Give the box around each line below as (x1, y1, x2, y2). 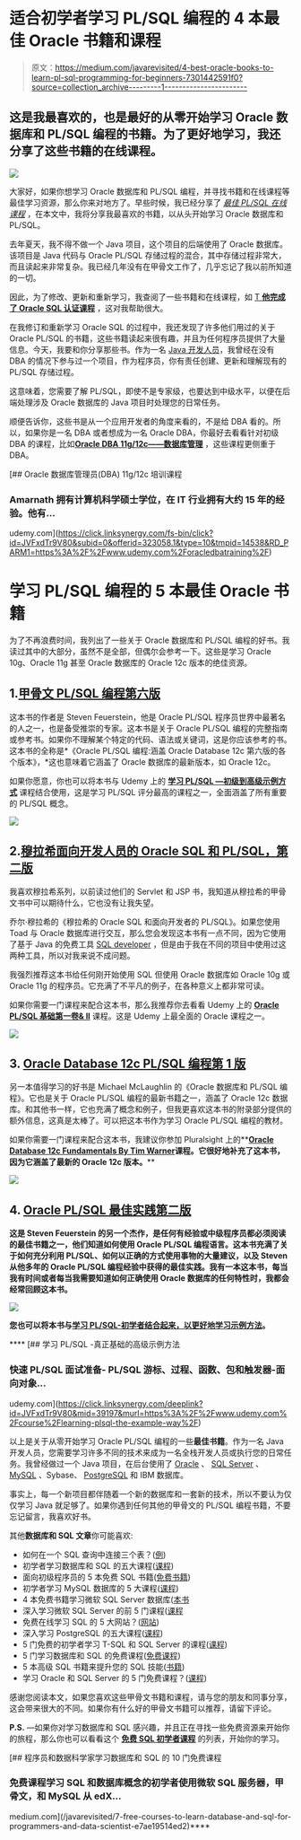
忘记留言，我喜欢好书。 (9, 1511, 96, 1521)
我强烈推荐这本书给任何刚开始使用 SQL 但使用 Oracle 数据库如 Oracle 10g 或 (9, 968, 291, 979)
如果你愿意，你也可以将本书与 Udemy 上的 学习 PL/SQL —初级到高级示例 (9, 775, 279, 786)
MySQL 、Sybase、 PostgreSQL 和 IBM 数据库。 (9, 1469, 188, 1480)
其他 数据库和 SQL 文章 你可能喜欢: (9, 1529, 133, 1540)
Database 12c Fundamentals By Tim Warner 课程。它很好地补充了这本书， (9, 1145, 285, 1156)
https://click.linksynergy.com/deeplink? (57, 1398, 203, 1409)
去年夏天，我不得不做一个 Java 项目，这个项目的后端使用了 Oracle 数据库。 (9, 239, 288, 250)
